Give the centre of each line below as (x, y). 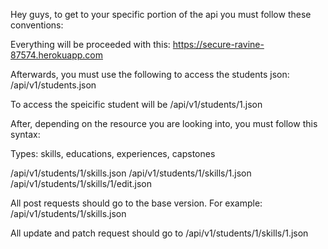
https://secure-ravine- (218, 44)
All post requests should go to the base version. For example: (136, 203)
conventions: (37, 25)
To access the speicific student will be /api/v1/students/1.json (136, 104)
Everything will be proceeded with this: (90, 44)
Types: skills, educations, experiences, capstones (113, 153)
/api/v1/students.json (53, 85)
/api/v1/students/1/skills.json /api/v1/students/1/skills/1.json (131, 173)
